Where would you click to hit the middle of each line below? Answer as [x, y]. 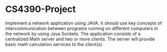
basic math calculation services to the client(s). [54, 44]
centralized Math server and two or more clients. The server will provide [80, 39]
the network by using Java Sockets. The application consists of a [73, 33]
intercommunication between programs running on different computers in [82, 28]
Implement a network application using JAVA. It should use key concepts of [84, 23]
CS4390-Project [41, 9]
